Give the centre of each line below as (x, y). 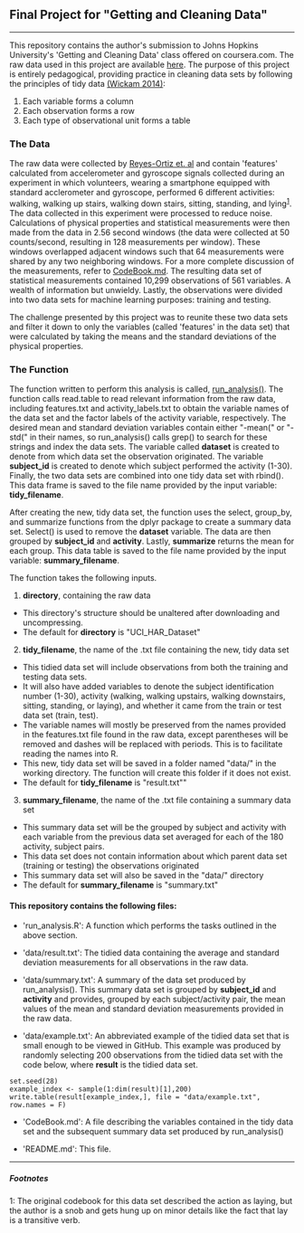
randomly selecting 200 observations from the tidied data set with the (152, 1055)
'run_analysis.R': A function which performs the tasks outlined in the (150, 925)
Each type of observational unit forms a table (106, 120)
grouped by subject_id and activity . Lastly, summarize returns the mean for (152, 541)
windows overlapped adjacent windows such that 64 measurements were (147, 251)
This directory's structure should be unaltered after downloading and (151, 613)
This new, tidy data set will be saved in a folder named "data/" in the (149, 764)
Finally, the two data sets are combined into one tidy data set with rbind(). (147, 476)
